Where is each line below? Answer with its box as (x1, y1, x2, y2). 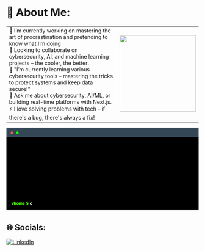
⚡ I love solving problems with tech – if (9, 105, 106, 112)
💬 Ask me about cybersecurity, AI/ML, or (9, 92, 111, 99)
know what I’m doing (9, 40, 61, 47)
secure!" (9, 85, 31, 92)
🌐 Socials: (6, 222, 46, 233)
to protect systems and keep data (9, 79, 93, 86)
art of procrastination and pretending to (9, 33, 108, 40)
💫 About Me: (6, 5, 71, 20)
